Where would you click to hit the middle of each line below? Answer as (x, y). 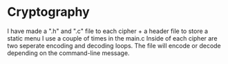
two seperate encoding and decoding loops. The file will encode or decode (114, 45)
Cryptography (48, 12)
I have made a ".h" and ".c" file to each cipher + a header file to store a (108, 31)
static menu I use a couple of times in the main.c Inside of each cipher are (112, 38)
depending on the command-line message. (68, 53)
